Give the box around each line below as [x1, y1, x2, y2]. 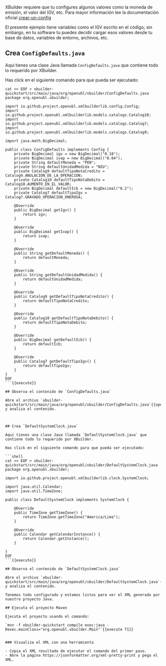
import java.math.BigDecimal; [5, 138, 68, 143]
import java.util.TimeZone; [5, 489, 63, 494]
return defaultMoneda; [23, 255, 70, 260]
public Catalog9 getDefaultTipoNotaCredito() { [14, 294, 114, 299]
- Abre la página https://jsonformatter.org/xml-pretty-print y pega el [5, 653, 158, 658]
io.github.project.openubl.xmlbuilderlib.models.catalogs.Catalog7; [5, 121, 149, 126]
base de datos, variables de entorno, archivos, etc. [5, 35, 109, 41]
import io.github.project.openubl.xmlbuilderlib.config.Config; [5, 104, 140, 109]
